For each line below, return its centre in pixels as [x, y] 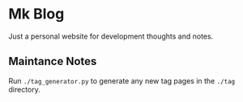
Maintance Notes [53, 61]
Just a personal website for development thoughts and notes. [111, 36]
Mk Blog [36, 14]
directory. [24, 89]
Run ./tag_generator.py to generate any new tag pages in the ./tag [122, 80]
